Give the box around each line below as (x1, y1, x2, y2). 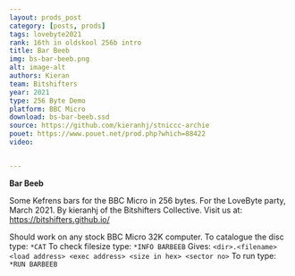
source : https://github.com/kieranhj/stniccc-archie (9, 121, 210, 130)
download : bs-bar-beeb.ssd (9, 113, 110, 121)
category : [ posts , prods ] (9, 21, 105, 30)
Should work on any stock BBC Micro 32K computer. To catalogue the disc (9, 231, 284, 242)
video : (9, 138, 34, 146)
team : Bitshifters (9, 79, 78, 88)
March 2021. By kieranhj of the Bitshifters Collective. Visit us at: (9, 205, 243, 215)
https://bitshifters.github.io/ (9, 213, 110, 224)
